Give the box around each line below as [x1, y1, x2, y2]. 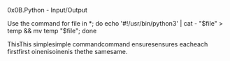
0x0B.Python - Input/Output [7, 6, 87, 14]
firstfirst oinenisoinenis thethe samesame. [7, 48, 128, 55]
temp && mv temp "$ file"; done [7, 27, 97, 35]
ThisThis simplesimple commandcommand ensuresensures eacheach [7, 40, 208, 48]
